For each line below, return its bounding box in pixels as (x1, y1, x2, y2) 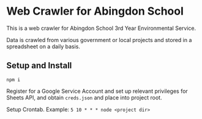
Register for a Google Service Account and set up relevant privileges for (6, 87, 188, 95)
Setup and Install (6, 60, 72, 71)
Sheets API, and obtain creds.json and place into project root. (6, 93, 162, 101)
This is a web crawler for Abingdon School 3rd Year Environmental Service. (6, 24, 196, 32)
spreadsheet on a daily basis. (6, 43, 81, 50)
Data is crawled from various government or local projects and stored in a (6, 36, 192, 43)
